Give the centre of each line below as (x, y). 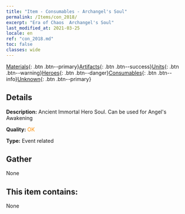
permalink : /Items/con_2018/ (42, 17)
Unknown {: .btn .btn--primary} (54, 79)
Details (19, 98)
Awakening (20, 118)
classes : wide (23, 50)
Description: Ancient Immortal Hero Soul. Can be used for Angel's (86, 112)
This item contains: (42, 192)
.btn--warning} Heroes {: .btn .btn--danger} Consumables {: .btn (81, 73)
